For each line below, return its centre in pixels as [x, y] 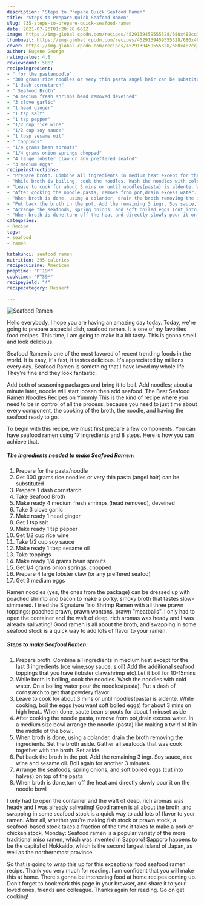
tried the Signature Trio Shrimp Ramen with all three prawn [110, 605]
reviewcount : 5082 [30, 63]
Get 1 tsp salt [32, 522]
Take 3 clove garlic [39, 509]
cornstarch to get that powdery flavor [62, 692]
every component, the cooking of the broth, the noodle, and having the [95, 410]
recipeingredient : [30, 68]
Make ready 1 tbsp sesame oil [53, 548]
